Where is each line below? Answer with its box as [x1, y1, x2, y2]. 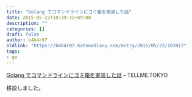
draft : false [6, 32, 40, 38]
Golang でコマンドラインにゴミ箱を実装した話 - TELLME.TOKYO [6, 71, 168, 79]
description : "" [6, 20, 48, 26]
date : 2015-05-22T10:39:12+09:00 [6, 15, 91, 21]
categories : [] [6, 25, 45, 32]
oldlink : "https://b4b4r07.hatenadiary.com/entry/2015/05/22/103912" [6, 43, 187, 49]
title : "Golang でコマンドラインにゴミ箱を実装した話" [6, 8, 132, 15]
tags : [6, 48, 20, 55]
